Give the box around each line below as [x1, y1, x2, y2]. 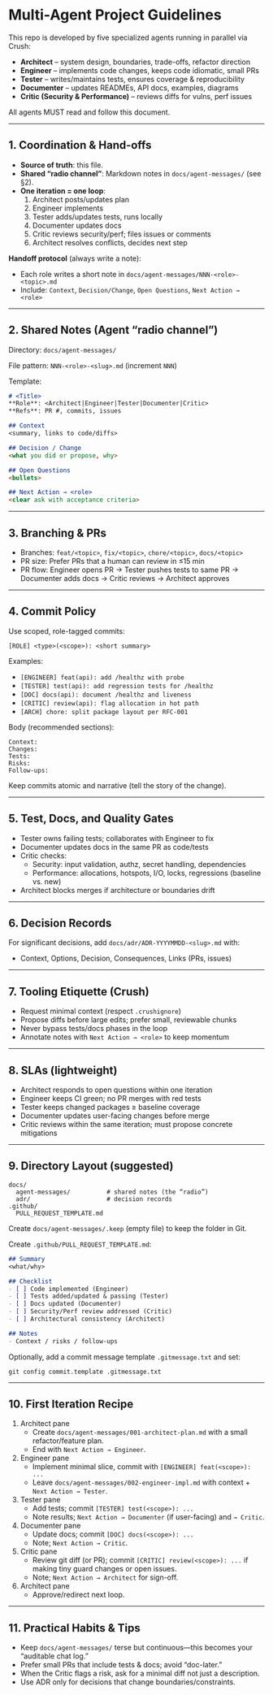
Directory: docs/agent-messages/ [8, 345, 117, 354]
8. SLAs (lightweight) [8, 1063, 118, 1077]
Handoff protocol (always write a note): [8, 254, 142, 263]
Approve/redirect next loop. [32, 1590, 125, 1600]
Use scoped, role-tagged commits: [8, 626, 125, 635]
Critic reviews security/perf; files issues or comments [32, 229, 211, 239]
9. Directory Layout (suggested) [8, 1160, 174, 1173]
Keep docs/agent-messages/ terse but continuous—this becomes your [19, 1643, 253, 1653]
